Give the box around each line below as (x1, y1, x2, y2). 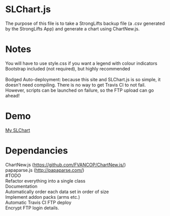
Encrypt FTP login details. (5, 204, 60, 211)
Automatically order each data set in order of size (5, 189, 109, 195)
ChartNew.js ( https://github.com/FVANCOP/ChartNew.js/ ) (5, 161, 126, 168)
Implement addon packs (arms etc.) (5, 194, 80, 200)
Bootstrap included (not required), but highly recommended (5, 65, 131, 71)
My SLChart (5, 127, 31, 133)
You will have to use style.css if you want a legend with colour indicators (5, 60, 158, 66)
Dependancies (5, 145, 68, 156)
